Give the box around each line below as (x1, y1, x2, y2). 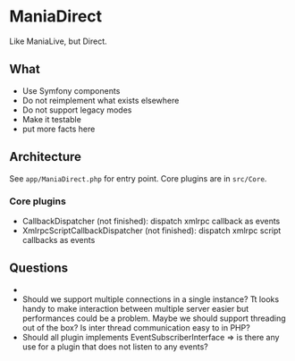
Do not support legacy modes (21, 105, 132, 115)
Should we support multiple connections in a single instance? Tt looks (21, 293, 280, 305)
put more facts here (21, 123, 96, 134)
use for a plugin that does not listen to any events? (21, 341, 208, 352)
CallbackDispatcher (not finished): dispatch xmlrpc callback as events (21, 215, 281, 226)
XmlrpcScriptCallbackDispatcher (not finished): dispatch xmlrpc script (21, 225, 282, 236)
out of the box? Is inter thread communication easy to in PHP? (21, 322, 250, 332)
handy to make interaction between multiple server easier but (21, 303, 249, 314)
